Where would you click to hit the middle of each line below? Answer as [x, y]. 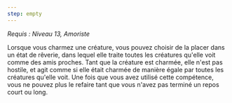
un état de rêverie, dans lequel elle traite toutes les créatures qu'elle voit [111, 55]
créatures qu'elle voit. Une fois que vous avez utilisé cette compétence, [110, 77]
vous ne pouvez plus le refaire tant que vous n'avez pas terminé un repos [113, 84]
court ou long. [27, 92]
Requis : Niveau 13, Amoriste [48, 34]
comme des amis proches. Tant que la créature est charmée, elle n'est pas [115, 62]
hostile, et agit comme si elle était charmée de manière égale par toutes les [116, 69]
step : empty [25, 14]
